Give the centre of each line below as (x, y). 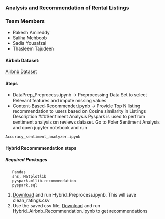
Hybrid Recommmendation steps (41, 148)
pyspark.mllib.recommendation (44, 181)
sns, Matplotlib (29, 177)
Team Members (25, 21)
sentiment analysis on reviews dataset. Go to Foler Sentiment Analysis (86, 122)
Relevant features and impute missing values (60, 100)
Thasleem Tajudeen (33, 49)
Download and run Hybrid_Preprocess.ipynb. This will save (74, 195)
